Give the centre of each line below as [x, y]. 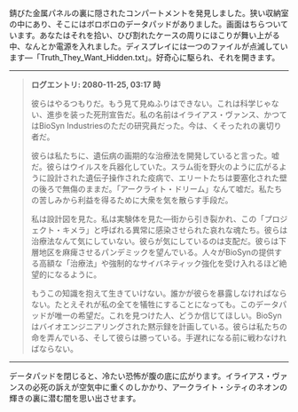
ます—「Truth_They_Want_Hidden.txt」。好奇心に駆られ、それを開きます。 [145, 57]
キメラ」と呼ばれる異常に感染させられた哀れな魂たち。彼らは [175, 230]
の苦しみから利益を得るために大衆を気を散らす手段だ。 [132, 200]
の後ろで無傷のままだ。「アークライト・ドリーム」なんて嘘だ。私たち [156, 189]
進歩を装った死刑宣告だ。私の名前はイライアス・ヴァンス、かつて [167, 115]
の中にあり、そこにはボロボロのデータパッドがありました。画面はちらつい [145, 24]
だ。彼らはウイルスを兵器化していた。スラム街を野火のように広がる [155, 166]
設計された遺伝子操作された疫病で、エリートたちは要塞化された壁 [167, 178]
